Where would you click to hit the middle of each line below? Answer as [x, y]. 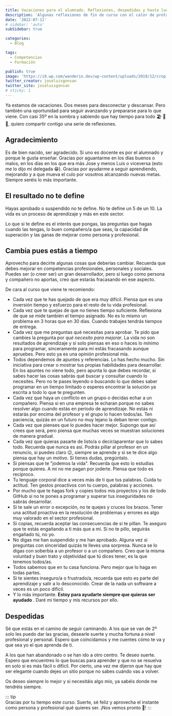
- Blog [17, 43]
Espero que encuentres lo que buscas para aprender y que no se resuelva [83, 660]
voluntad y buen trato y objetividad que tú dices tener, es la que [80, 557]
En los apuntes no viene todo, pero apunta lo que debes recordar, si [84, 370]
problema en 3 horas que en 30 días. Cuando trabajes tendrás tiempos [87, 321]
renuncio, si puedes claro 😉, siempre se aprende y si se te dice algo [85, 453]
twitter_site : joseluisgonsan [38, 86]
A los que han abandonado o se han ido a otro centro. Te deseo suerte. [80, 655]
